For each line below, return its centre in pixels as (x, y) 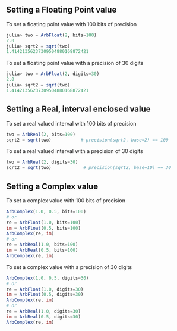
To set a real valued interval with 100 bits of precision (71, 123)
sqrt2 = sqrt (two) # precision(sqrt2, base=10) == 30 (88, 168)
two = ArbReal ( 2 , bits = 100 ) (41, 134)
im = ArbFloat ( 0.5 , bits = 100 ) (44, 228)
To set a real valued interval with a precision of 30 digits (75, 151)
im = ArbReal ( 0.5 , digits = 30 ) (44, 317)
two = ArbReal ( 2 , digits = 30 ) (42, 162)
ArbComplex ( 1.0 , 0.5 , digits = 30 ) (48, 278)
